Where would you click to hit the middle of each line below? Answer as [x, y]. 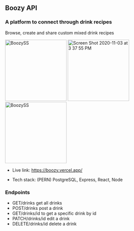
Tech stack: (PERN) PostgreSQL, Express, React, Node [67, 180]
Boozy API [21, 8]
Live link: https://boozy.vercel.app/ [47, 170]
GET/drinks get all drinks [37, 203]
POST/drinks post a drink [38, 208]
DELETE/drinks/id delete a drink [44, 224]
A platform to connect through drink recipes [58, 22]
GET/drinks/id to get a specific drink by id [54, 213]
